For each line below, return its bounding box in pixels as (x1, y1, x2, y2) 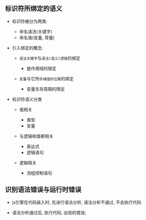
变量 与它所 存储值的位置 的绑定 (19, 75, 74, 81)
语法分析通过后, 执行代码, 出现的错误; (12, 209, 86, 215)
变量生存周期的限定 (26, 86, 65, 92)
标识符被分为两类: (12, 18, 47, 24)
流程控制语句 (26, 170, 52, 176)
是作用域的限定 (26, 65, 57, 71)
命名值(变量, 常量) (19, 34, 55, 40)
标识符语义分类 (12, 96, 42, 102)
